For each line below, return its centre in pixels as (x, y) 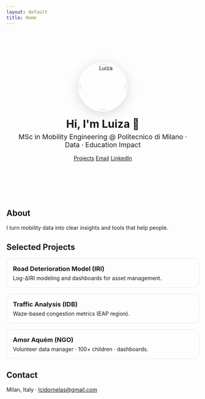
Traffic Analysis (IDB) (45, 304)
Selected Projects (41, 247)
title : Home (21, 18)
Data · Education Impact (103, 145)
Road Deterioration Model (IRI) (59, 269)
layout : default (27, 12)
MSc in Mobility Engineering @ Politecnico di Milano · (103, 137)
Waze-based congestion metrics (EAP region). (72, 314)
